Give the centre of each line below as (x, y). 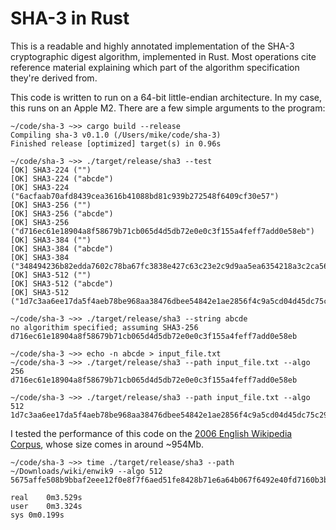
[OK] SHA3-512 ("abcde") (62, 283)
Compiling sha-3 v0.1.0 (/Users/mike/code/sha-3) (116, 135)
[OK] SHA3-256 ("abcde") (62, 213)
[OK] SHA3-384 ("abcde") (62, 248)
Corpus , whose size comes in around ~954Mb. (107, 444)
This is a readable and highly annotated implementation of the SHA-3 (152, 46)
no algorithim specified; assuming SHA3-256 (104, 327)
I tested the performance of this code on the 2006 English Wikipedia (151, 433)
